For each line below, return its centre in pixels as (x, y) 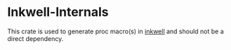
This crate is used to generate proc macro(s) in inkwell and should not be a (116, 31)
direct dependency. (35, 38)
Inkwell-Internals (58, 12)
